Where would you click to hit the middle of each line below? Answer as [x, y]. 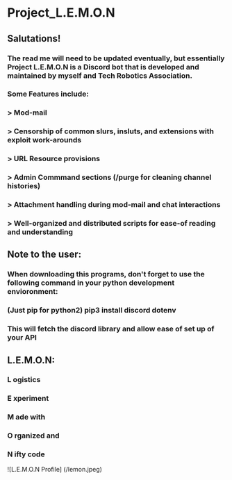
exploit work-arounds [44, 140]
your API [22, 338]
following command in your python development [91, 283]
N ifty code [26, 454]
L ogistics [24, 380]
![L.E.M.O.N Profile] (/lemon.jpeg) [55, 470]
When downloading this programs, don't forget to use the [106, 274]
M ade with [26, 417]
